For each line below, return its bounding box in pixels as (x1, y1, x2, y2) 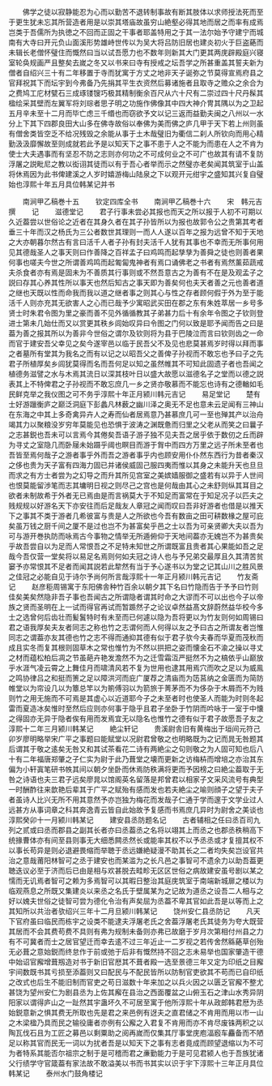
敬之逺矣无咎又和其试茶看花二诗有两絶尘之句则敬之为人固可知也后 (36, 745, 257, 753)
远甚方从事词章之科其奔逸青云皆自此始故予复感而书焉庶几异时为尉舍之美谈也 (8, 805, 264, 814)
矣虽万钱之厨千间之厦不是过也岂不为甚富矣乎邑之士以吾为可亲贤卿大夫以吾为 (8, 522, 264, 530)
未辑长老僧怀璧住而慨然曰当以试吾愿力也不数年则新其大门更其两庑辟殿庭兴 (8, 48, 257, 57)
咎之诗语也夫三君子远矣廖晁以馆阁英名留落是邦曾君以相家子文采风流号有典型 (8, 775, 264, 784)
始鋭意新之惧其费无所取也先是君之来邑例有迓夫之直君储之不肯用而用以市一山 (8, 1008, 264, 1017)
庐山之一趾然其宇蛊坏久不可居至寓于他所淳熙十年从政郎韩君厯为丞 (43, 998, 264, 1007)
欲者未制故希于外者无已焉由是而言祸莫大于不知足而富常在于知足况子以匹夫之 (8, 491, 264, 500)
